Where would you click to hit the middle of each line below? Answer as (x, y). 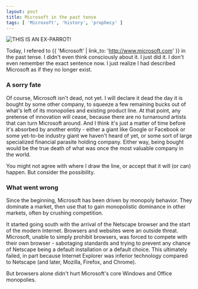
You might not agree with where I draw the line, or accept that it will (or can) (98, 165)
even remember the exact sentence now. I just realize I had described (91, 63)
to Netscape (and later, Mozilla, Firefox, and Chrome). (71, 262)
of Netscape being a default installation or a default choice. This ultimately (97, 249)
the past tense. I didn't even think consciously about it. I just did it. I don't (95, 57)
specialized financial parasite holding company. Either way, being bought (95, 142)
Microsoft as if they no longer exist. (49, 70)
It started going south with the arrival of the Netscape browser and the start (98, 224)
